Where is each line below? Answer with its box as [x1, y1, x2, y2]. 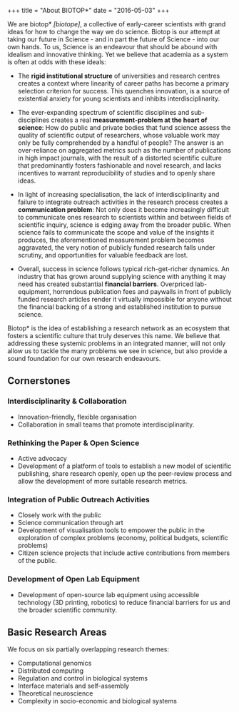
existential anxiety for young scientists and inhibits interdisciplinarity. [17, 94, 220, 103]
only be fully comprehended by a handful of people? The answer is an [17, 138, 224, 147]
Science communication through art [17, 519, 123, 527]
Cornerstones [7, 375, 71, 387]
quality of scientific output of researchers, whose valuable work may [17, 131, 220, 139]
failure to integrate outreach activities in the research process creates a [17, 198, 228, 206]
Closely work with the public [17, 511, 102, 519]
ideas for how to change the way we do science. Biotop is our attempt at [7, 28, 220, 36]
